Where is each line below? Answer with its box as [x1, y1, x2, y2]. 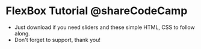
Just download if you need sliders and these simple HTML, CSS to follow [14, 24, 195, 31]
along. [14, 30, 31, 37]
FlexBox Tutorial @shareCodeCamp [5, 4, 188, 18]
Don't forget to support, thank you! [14, 36, 100, 43]
